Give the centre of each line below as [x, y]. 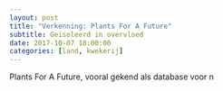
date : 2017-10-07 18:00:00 [60, 43]
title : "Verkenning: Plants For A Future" [91, 26]
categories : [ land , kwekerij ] [67, 51]
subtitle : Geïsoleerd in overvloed [77, 34]
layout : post [34, 18]
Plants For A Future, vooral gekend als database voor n [112, 77]
